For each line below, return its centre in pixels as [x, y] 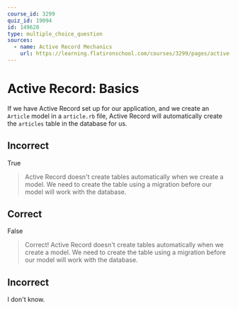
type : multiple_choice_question [55, 34]
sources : [20, 40]
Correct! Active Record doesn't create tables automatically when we [124, 245]
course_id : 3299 [31, 14]
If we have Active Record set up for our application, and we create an [108, 108]
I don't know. [26, 300]
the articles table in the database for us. [67, 123]
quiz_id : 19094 [30, 21]
